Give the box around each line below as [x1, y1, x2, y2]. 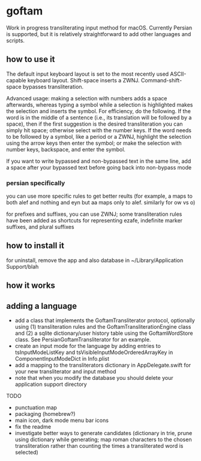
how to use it [6, 54, 55, 64]
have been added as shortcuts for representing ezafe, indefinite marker [6, 217, 183, 224]
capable [6, 76, 26, 84]
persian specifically [6, 179, 65, 187]
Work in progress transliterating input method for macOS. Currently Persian [6, 24, 193, 31]
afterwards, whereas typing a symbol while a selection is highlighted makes [6, 101, 193, 108]
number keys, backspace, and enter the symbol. [6, 145, 126, 153]
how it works [6, 281, 56, 291]
